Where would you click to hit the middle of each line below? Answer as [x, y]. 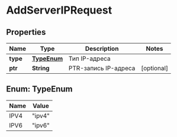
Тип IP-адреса [89, 58]
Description [102, 49]
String [41, 68]
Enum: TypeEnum [39, 89]
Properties [26, 32]
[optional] [155, 68]
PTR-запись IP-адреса [102, 68]
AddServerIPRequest [59, 10]
